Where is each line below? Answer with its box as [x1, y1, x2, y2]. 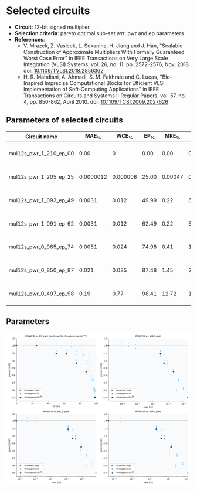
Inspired [23, 79, 43, 86]
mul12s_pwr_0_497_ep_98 [8, 290, 74, 297]
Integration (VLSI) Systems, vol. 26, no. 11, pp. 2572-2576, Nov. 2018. [23, 60, 191, 68]
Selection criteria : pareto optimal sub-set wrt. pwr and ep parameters [14, 29, 184, 36]
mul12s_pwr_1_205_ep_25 [8, 173, 74, 180]
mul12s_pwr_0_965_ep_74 [8, 243, 74, 250]
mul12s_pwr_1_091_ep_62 [8, 220, 74, 227]
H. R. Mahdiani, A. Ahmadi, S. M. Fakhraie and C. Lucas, [23, 73, 159, 80]
